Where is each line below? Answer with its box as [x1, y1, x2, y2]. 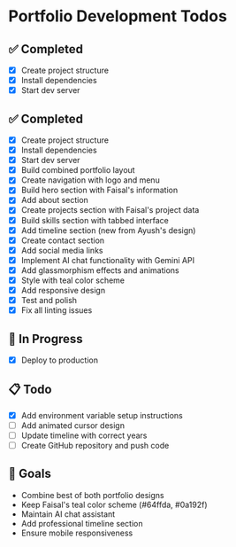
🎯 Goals [8, 466, 52, 481]
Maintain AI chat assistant [20, 508, 116, 520]
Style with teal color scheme [20, 275, 126, 285]
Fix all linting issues [20, 305, 93, 316]
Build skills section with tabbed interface [20, 215, 169, 225]
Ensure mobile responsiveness [20, 527, 133, 538]
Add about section [20, 195, 89, 206]
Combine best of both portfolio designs [20, 489, 164, 500]
